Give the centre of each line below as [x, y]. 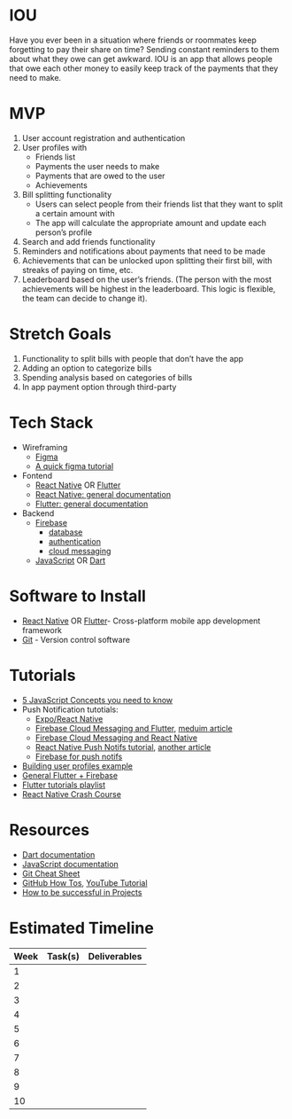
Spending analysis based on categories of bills [107, 377]
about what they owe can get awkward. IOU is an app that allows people [141, 59]
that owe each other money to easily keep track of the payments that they [144, 68]
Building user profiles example [77, 766]
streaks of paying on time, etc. [77, 270]
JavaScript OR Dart [70, 560]
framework [42, 630]
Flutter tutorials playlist [64, 785]
